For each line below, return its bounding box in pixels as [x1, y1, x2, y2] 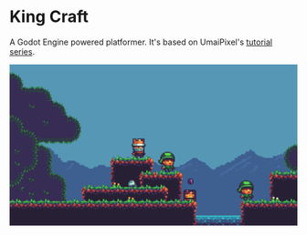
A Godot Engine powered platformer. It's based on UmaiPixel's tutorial [9, 36, 272, 47]
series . [9, 46, 35, 56]
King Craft [9, 6, 89, 27]
